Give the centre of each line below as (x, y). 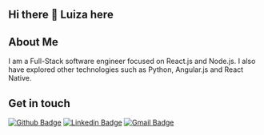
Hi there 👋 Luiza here (61, 15)
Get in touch (39, 103)
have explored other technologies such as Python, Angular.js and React (126, 69)
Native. (20, 78)
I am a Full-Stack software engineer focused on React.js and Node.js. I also (132, 62)
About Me (33, 42)
